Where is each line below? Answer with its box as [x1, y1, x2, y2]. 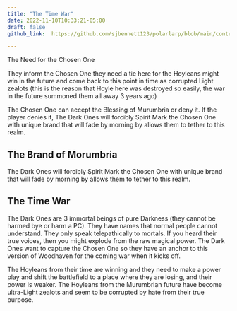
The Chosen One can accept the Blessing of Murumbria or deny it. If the [7, 105, 217, 114]
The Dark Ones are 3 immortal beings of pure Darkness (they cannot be [7, 213, 217, 223]
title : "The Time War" [7, 10, 74, 18]
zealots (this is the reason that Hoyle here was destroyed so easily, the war [7, 84, 226, 93]
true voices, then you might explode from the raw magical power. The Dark [7, 236, 225, 245]
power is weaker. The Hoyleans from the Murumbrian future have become [7, 280, 222, 288]
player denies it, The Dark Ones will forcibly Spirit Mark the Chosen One [7, 113, 217, 122]
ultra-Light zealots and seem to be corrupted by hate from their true [7, 288, 205, 296]
